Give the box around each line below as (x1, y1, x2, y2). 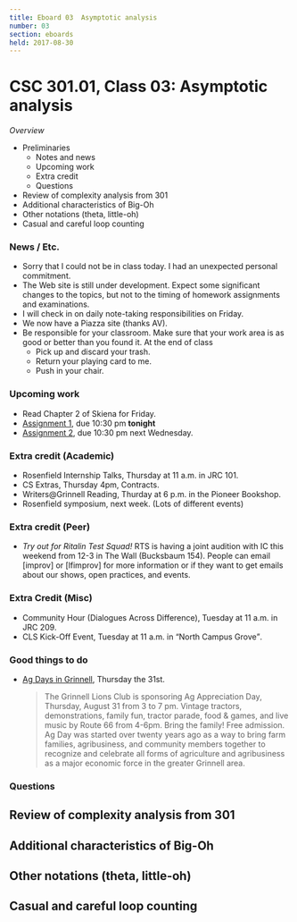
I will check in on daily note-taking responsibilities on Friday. (21, 309, 244, 319)
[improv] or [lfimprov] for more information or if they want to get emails (21, 560, 284, 571)
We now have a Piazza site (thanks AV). (21, 318, 168, 329)
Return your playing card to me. (35, 356, 153, 367)
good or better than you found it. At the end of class (21, 337, 214, 348)
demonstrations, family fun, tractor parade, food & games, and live (44, 710, 289, 721)
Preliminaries (21, 142, 70, 153)
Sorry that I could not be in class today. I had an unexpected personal (21, 261, 278, 272)
